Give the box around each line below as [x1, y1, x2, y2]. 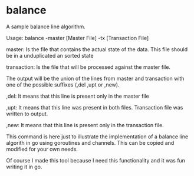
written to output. [6, 110, 48, 117]
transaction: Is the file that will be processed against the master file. [6, 63, 171, 71]
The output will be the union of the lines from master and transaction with [6, 75, 185, 82]
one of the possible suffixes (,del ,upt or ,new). [6, 81, 120, 88]
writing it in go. [6, 163, 42, 170]
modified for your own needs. [6, 145, 78, 152]
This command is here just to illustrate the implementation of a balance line [6, 133, 189, 140]
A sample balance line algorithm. [6, 23, 86, 30]
